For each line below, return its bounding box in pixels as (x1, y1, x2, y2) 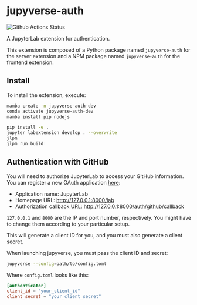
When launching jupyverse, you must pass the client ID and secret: (6, 249, 168, 256)
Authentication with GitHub (6, 157, 109, 167)
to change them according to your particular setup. (6, 220, 130, 227)
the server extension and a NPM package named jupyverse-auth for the (6, 52, 181, 59)
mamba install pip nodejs (6, 113, 70, 120)
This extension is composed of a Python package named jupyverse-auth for (6, 46, 191, 53)
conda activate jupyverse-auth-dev (6, 108, 94, 114)
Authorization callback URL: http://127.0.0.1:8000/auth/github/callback (15, 203, 184, 210)
